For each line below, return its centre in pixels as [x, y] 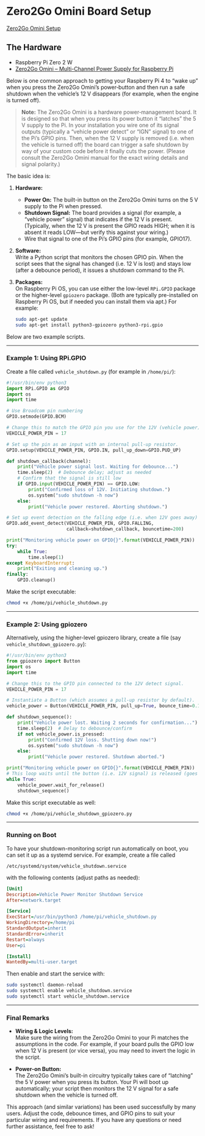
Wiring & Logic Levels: [44, 1031]
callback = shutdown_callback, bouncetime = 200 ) [125, 529]
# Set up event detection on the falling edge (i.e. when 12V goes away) [102, 518]
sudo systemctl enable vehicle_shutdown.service [69, 991]
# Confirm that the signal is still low [69, 478]
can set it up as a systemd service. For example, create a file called [91, 855]
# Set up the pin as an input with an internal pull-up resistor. [92, 444]
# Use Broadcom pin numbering [45, 411]
